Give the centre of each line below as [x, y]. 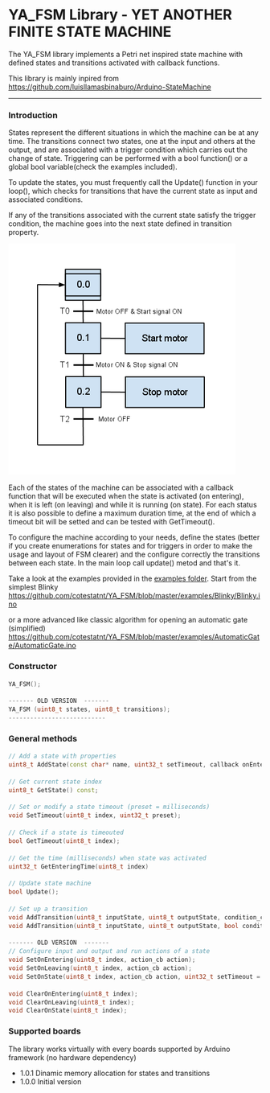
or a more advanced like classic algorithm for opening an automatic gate [128, 620]
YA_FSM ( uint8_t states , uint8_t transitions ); [90, 709]
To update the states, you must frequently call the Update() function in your [133, 183]
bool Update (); [34, 892]
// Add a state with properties [62, 756]
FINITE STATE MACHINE [90, 32]
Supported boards [45, 1031]
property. [24, 232]
